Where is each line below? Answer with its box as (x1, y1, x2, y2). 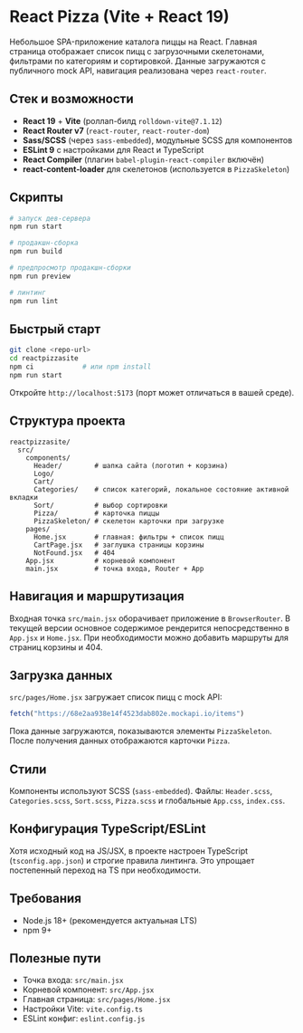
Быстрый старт (9, 321, 101, 337)
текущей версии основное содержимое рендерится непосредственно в (9, 622, 289, 633)
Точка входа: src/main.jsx (22, 975, 124, 986)
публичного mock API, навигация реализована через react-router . (9, 65, 267, 76)
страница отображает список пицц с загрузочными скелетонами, (9, 45, 265, 56)
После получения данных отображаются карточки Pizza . (9, 735, 231, 746)
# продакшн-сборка (9, 238, 79, 248)
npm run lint (9, 296, 59, 305)
